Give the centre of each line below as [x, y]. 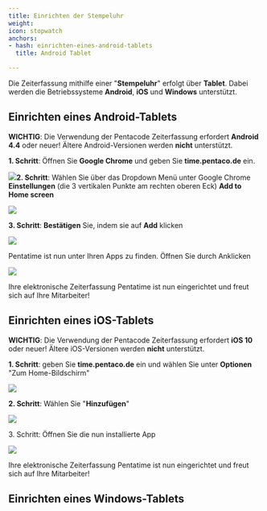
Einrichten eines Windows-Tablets [97, 499]
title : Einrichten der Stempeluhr [66, 16]
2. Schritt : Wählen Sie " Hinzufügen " [69, 403]
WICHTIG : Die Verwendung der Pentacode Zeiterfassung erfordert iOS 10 [131, 340]
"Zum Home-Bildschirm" [49, 372]
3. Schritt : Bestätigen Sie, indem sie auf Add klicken [96, 225]
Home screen [31, 194]
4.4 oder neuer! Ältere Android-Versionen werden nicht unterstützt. [121, 145]
